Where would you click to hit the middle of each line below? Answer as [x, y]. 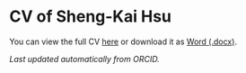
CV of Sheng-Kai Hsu [91, 17]
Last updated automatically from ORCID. [84, 59]
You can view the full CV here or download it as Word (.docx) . [123, 41]
